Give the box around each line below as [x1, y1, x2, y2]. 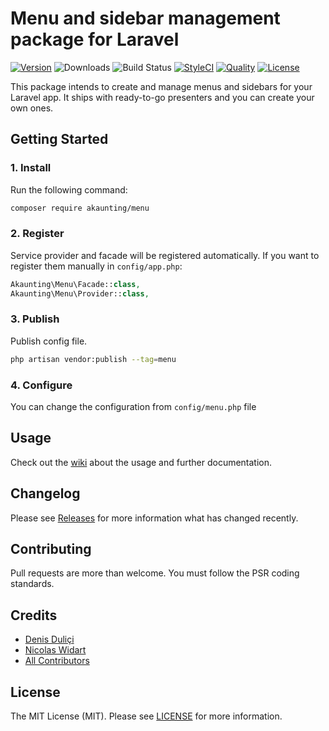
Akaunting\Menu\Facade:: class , [10, 279, 141, 289]
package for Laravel [10, 28, 180, 51]
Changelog [10, 485, 81, 502]
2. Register [10, 227, 65, 241]
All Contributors [24, 655, 90, 667]
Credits [10, 607, 58, 624]
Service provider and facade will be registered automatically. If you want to [10, 249, 320, 261]
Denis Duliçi [24, 633, 75, 646]
